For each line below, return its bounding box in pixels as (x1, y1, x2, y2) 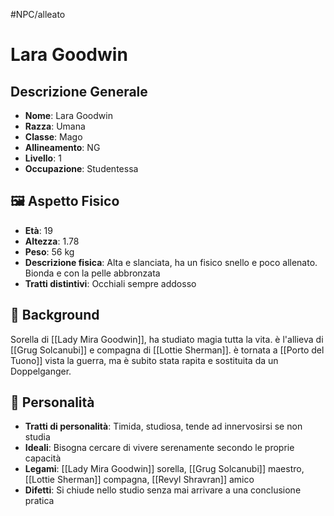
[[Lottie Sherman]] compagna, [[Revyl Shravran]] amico (24, 474, 255, 486)
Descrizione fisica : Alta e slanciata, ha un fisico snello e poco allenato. (24, 256, 318, 268)
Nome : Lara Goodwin (24, 110, 113, 121)
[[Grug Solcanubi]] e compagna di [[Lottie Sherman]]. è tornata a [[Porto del (10, 344, 325, 356)
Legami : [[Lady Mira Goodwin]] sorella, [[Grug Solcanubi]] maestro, (24, 463, 305, 475)
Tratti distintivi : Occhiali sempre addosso (24, 277, 197, 289)
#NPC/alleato (10, 9, 66, 20)
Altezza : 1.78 (24, 235, 80, 247)
